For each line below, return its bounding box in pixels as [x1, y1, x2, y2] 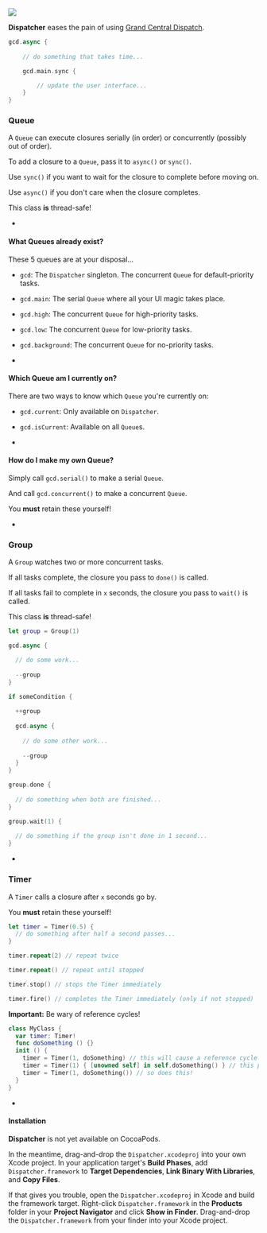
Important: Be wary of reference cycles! [8, 1009, 141, 1018]
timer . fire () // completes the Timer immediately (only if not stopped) [8, 995, 254, 1002]
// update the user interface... [37, 81, 148, 90]
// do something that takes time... [22, 52, 145, 60]
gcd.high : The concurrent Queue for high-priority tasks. [19, 309, 199, 319]
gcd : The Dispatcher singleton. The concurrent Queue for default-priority [19, 269, 254, 279]
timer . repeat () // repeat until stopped [8, 966, 145, 974]
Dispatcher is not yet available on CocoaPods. [8, 1134, 161, 1143]
